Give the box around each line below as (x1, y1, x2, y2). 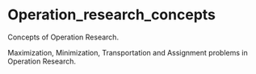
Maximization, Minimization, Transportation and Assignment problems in (7, 47, 248, 57)
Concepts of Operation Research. (7, 32, 119, 42)
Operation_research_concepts (7, 6, 216, 24)
